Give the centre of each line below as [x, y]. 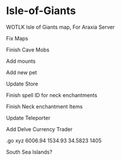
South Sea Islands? [29, 152]
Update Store [22, 84]
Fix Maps [17, 38]
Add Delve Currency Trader [39, 129]
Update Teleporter [28, 118]
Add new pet [21, 72]
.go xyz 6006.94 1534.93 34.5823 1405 [54, 140]
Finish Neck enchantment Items [45, 106]
